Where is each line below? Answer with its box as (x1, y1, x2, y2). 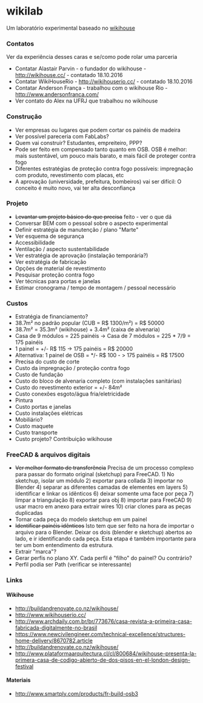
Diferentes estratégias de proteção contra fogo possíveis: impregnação (15, 165, 193, 172)
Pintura (15, 397, 33, 404)
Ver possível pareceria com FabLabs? (15, 132, 109, 140)
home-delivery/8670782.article (15, 637, 93, 644)
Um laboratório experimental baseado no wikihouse (6, 24, 135, 32)
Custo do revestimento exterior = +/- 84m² (15, 384, 122, 391)
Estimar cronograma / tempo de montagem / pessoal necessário (15, 284, 176, 291)
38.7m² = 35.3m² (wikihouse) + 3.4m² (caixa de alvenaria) (15, 326, 161, 333)
